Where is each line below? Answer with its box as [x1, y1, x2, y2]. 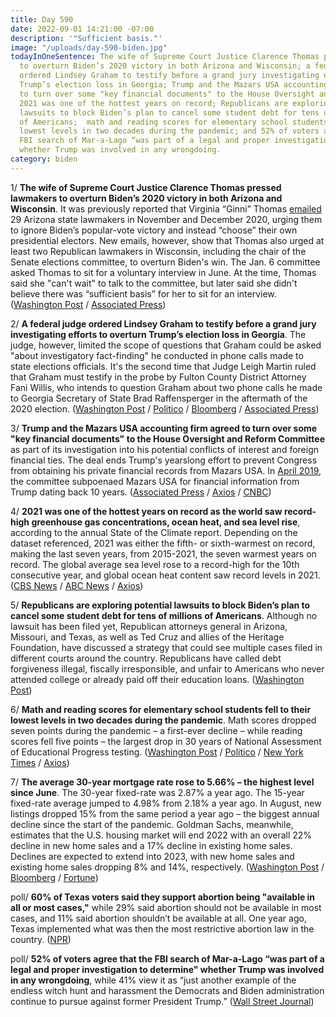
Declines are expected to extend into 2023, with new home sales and [10, 850, 295, 862]
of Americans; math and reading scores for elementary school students [19, 117, 329, 127]
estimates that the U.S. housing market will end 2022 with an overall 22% [10, 829, 313, 841]
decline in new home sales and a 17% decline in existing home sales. [10, 839, 293, 851]
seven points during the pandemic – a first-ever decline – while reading [10, 724, 303, 736]
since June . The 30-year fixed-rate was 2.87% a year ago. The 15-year [10, 786, 305, 798]
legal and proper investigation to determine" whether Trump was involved [10, 963, 325, 975]
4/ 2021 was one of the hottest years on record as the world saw [10, 505, 283, 517]
